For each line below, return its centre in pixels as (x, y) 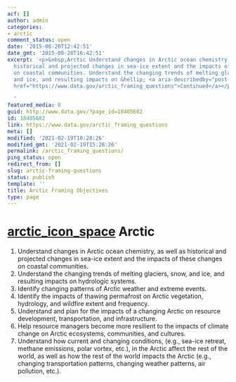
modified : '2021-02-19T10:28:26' (56, 138)
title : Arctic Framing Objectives (58, 190)
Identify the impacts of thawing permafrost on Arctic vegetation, (110, 296)
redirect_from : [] (34, 164)
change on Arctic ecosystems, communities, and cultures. (101, 334)
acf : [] (19, 14)
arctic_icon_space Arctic (81, 232)
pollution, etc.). (39, 371)
